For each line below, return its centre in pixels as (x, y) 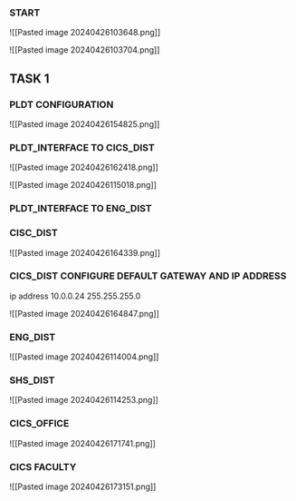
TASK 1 (29, 79)
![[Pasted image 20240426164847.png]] (85, 313)
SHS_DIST (32, 380)
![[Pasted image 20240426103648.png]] (85, 33)
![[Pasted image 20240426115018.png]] (83, 185)
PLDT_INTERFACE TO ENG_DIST (81, 209)
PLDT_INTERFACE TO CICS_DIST (82, 147)
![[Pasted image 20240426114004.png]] (84, 357)
